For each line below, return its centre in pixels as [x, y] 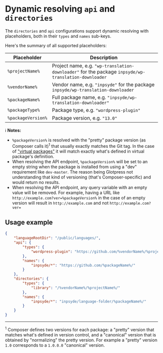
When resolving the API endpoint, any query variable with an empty [80, 187]
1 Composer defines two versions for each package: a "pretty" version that [80, 329]
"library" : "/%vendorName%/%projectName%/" [75, 288]
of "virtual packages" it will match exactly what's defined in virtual [78, 151]
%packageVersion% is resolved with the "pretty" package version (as [79, 140]
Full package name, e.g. [79, 97]
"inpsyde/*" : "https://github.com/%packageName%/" [83, 265]
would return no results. [36, 182]
